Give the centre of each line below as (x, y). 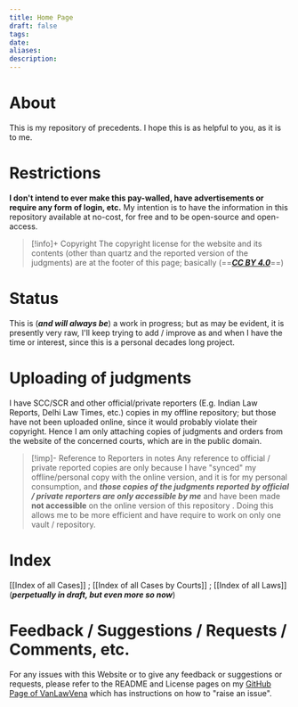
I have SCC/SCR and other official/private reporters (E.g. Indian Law (133, 403)
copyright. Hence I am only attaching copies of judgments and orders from (146, 431)
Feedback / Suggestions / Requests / (148, 630)
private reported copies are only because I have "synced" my (143, 467)
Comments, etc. (70, 649)
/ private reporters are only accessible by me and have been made (156, 496)
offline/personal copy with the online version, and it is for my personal (159, 477)
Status (34, 299)
